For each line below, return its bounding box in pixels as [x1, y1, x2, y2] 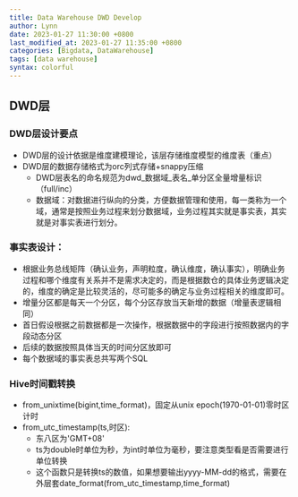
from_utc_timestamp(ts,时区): [21, 422, 131, 433]
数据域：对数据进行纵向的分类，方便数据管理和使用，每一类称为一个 [35, 194, 287, 205]
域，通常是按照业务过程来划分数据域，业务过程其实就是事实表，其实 [35, 205, 287, 216]
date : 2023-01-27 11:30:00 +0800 [9, 30, 134, 39]
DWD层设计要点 [9, 127, 78, 140]
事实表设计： [9, 241, 65, 253]
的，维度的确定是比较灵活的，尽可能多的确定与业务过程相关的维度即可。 [21, 286, 289, 296]
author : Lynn [9, 21, 58, 30]
